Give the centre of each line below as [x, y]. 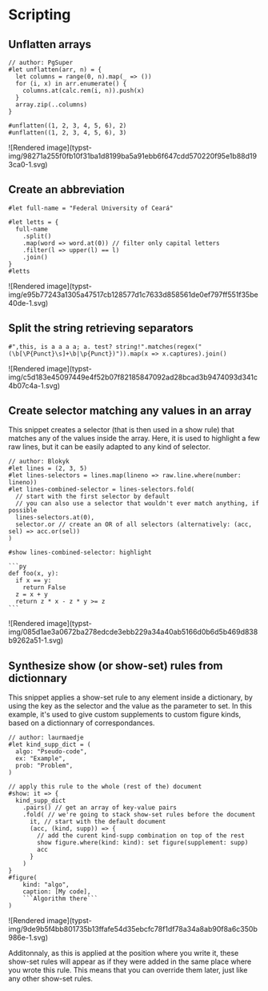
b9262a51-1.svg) [36, 640]
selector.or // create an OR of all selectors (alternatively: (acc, [134, 525]
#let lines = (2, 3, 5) [48, 469]
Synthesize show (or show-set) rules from [116, 666]
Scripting [40, 15]
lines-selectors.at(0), [55, 518]
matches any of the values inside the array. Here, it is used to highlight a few [134, 439]
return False [44, 588]
